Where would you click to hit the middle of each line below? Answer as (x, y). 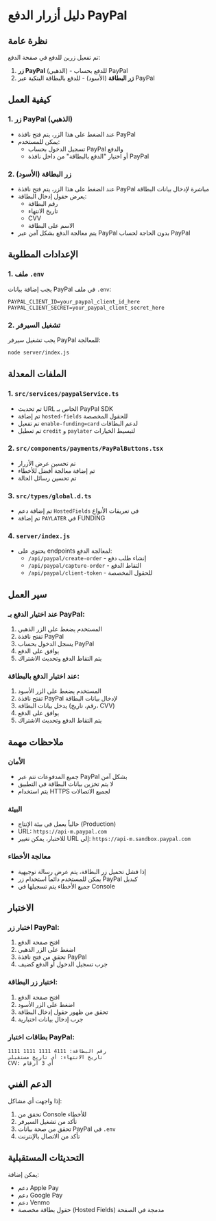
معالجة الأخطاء (29, 856)
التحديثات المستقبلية (46, 1158)
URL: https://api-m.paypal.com (62, 831)
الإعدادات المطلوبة (43, 254)
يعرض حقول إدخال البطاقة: (52, 196)
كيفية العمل (29, 99)
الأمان (16, 761)
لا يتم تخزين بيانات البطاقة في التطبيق (65, 784)
